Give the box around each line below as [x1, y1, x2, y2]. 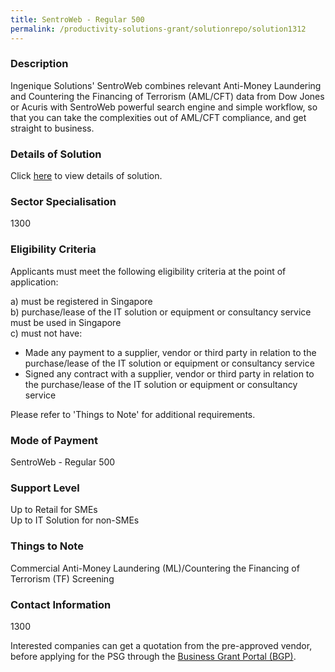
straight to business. [10, 122, 95, 134]
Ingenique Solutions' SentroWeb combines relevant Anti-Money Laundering [10, 79, 322, 91]
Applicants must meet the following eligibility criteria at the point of [10, 265, 287, 277]
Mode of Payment [10, 433, 98, 447]
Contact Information [10, 597, 112, 611]
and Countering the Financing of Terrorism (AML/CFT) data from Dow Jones [10, 90, 325, 102]
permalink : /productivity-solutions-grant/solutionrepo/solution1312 [10, 24, 307, 34]
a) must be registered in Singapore [10, 295, 153, 307]
